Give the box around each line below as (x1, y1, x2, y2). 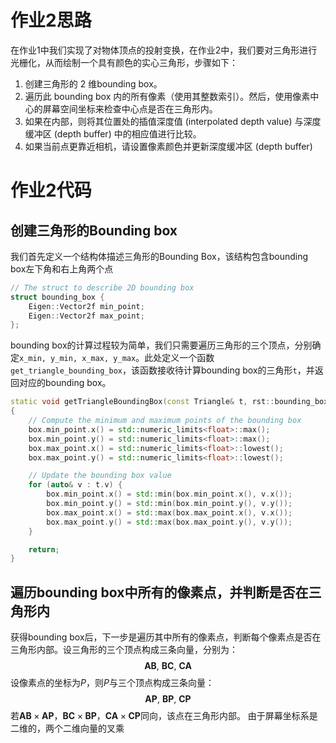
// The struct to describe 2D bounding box (10, 282, 195, 293)
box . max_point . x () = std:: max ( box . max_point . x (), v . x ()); (46, 507, 293, 518)
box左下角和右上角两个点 (10, 262, 114, 275)
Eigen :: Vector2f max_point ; (28, 311, 145, 321)
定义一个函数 (161, 352, 215, 364)
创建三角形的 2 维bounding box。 (24, 77, 163, 90)
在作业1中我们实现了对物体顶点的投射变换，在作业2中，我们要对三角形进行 (10, 44, 318, 56)
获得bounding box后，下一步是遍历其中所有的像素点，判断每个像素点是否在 (10, 631, 322, 643)
